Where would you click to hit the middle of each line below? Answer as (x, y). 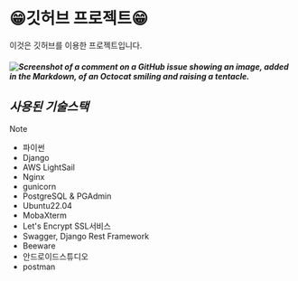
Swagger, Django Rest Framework (86, 237)
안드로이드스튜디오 (55, 257)
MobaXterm (45, 215)
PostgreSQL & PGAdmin (67, 196)
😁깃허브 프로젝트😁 (79, 19)
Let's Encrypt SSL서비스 (66, 226)
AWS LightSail (48, 167)
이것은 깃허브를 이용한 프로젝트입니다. (76, 45)
